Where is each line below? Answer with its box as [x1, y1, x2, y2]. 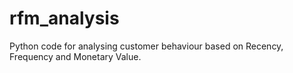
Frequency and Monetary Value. [9, 50, 142, 62]
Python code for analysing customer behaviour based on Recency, [9, 40, 284, 52]
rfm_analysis [9, 7, 120, 30]
